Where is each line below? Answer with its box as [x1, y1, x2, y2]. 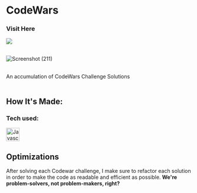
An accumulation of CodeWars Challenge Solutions [6, 73, 130, 80]
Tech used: [6, 114, 39, 122]
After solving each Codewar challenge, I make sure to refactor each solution [6, 167, 191, 174]
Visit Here [6, 25, 35, 33]
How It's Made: [6, 96, 63, 106]
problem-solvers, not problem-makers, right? [6, 179, 120, 187]
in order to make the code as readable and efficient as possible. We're [6, 174, 178, 181]
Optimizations [6, 152, 59, 162]
